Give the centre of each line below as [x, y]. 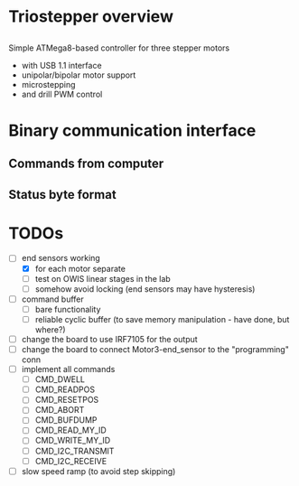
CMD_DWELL [60, 379]
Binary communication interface [132, 131]
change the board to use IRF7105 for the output [109, 339]
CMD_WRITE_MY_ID [73, 441]
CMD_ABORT [60, 410]
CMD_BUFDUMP [66, 420]
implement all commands [68, 369]
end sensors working [61, 258]
